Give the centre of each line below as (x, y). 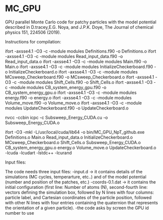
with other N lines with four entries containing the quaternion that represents (81, 202)
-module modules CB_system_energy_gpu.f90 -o (57, 87)
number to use (20, 213)
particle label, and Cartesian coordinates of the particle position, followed (78, 197)
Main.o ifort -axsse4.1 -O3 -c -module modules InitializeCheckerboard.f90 (79, 67)
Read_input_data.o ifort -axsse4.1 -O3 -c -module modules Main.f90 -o (76, 61)
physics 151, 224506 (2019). (33, 32)
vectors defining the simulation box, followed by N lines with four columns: (80, 192)
